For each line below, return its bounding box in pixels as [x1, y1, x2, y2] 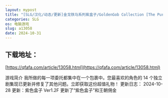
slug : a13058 [5, 26, 32, 31]
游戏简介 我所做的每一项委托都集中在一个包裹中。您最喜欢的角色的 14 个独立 [5, 74, 162, 80]
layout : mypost [5, 7, 37, 13]
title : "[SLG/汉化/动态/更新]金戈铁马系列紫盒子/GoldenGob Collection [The [5, 12, 155, 17]
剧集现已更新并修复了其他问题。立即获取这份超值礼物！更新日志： [5, 81, 142, 87]
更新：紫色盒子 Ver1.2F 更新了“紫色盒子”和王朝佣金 [11, 87, 117, 93]
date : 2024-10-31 [5, 31, 41, 36]
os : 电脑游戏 [5, 21, 29, 27]
